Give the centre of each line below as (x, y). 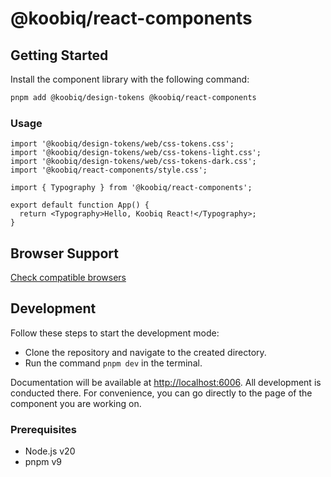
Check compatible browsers (68, 277)
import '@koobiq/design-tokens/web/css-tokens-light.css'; (136, 153)
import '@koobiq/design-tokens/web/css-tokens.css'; (122, 144)
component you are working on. (76, 403)
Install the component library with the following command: (130, 79)
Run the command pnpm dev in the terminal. (113, 363)
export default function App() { (80, 205)
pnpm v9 (43, 462)
